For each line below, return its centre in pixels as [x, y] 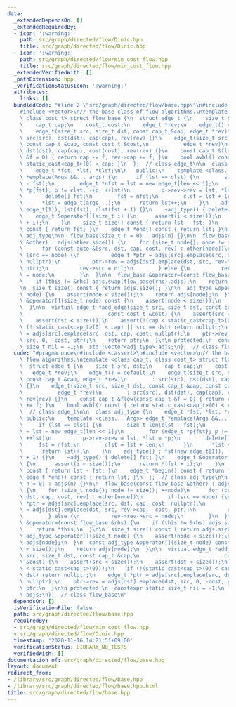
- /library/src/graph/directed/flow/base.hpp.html [83, 686]
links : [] [34, 99]
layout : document [33, 667]
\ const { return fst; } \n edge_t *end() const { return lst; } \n [124, 229]
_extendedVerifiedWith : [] [53, 72]
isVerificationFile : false [53, 608]
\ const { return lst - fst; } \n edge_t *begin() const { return [122, 471]
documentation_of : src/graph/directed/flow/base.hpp [86, 660]
